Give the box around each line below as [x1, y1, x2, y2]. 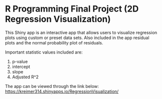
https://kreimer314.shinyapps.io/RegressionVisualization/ [5, 88, 119, 94]
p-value [12, 58, 28, 64]
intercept [12, 64, 31, 70]
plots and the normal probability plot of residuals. [5, 40, 103, 45]
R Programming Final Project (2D [5, 3, 139, 14]
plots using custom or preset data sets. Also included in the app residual [5, 35, 149, 41]
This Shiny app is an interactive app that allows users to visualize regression [5, 29, 158, 35]
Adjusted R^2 [12, 74, 39, 80]
